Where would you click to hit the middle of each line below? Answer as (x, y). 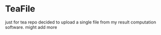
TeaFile (20, 9)
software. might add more (31, 27)
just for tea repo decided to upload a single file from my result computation (81, 22)
